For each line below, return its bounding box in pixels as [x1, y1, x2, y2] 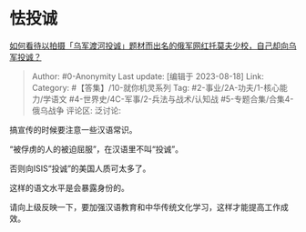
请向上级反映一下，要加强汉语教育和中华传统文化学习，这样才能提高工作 [9, 201, 280, 212]
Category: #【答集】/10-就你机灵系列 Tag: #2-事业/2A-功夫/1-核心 [31, 82, 280, 93]
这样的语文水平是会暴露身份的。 [9, 182, 129, 193]
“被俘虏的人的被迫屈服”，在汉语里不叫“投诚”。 [9, 143, 184, 155]
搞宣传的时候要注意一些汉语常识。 [9, 124, 138, 135]
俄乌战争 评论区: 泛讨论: [31, 105, 121, 116]
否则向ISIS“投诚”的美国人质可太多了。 [9, 163, 151, 174]
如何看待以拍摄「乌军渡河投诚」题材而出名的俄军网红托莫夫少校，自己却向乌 [9, 40, 297, 51]
